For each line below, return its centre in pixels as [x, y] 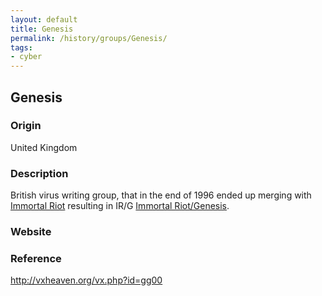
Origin [26, 126]
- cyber [26, 57]
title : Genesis [42, 29]
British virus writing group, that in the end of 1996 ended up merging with [161, 195]
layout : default [44, 19]
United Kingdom [44, 147]
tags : [21, 47]
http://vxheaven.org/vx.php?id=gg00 [86, 280]
